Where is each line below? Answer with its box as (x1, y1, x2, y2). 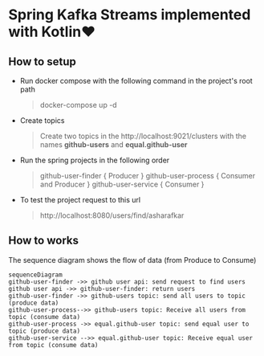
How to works (8, 234, 79, 248)
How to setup (8, 55, 76, 68)
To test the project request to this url (19, 195, 141, 204)
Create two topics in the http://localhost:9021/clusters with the (39, 131, 247, 141)
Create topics (19, 116, 65, 125)
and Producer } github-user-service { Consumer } (39, 179, 205, 189)
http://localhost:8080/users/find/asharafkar (39, 211, 185, 220)
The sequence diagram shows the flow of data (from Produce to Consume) (8, 255, 257, 264)
